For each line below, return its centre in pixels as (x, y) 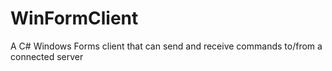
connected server (47, 56)
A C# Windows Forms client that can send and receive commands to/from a (166, 46)
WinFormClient (74, 18)
